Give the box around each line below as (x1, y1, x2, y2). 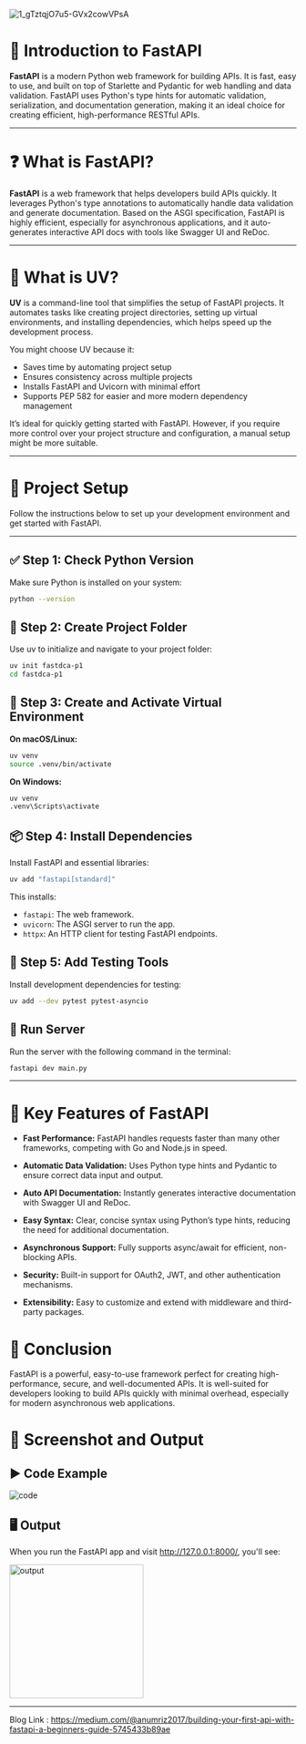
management (22, 400, 73, 411)
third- (270, 1297, 292, 1308)
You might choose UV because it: (9, 344, 135, 354)
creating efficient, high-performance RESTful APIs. (9, 109, 200, 120)
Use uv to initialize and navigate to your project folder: (9, 643, 212, 655)
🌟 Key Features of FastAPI (9, 1103, 209, 1123)
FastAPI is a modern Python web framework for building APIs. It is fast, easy (9, 70, 297, 81)
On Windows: (9, 775, 62, 787)
